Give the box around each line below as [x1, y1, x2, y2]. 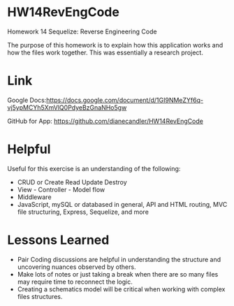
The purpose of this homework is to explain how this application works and [7, 41, 224, 49]
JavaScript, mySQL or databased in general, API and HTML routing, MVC [17, 200, 228, 208]
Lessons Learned [7, 232, 110, 248]
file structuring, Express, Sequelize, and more [17, 207, 149, 216]
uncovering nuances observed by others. [17, 263, 136, 271]
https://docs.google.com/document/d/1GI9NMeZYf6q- [46, 96, 204, 104]
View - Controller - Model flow [17, 185, 105, 194]
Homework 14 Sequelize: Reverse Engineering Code [7, 27, 157, 36]
